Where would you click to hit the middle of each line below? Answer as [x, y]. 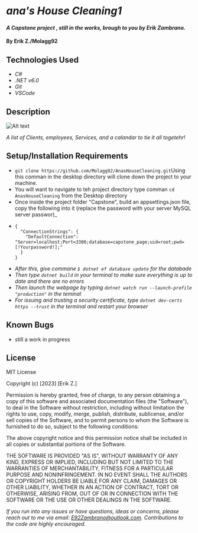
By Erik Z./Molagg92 [32, 41]
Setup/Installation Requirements [67, 156]
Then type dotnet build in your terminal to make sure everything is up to [103, 275]
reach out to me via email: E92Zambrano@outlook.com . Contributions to [95, 518]
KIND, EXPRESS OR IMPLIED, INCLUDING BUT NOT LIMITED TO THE [90, 462]
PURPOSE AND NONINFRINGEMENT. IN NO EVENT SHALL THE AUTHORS [97, 475]
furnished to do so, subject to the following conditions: [72, 427]
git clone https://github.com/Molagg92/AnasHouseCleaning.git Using [100, 170]
